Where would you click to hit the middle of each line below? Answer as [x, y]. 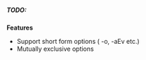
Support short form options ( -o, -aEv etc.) [78, 41]
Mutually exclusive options [55, 49]
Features [20, 28]
